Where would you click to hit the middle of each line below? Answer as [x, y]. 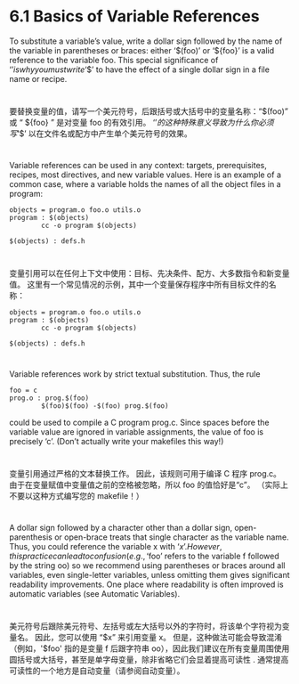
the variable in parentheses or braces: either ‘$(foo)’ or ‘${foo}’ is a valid [142, 50]
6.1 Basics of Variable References [134, 16]
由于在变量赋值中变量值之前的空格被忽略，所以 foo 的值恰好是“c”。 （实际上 [149, 484]
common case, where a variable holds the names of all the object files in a [145, 184]
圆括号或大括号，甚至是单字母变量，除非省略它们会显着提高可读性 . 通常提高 [149, 660]
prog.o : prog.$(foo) [49, 398]
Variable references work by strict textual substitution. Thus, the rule [135, 374]
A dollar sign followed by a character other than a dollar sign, [121, 528]
